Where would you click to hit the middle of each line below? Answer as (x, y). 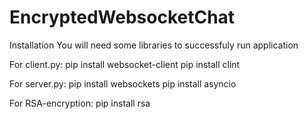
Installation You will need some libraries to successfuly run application (154, 45)
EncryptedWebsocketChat (122, 17)
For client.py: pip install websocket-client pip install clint (125, 64)
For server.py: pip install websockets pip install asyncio (123, 83)
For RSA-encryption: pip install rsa (80, 103)
